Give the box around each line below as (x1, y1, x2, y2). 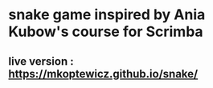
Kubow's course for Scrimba (8, 22, 203, 41)
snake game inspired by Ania (8, 6, 206, 24)
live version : (8, 54, 74, 68)
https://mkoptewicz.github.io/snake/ (8, 66, 199, 81)
